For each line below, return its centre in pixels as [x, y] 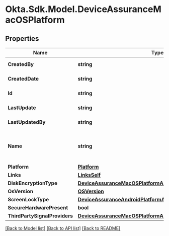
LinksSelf [89, 175]
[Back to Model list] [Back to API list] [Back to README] [63, 228]
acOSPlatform [35, 20]
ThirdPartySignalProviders [40, 216]
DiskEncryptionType [33, 183]
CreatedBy [21, 64]
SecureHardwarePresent [38, 208]
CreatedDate [23, 79]
